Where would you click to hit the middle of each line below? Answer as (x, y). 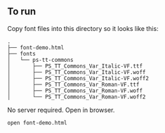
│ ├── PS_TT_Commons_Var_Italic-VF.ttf (75, 66)
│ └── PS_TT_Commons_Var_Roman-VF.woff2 (77, 97)
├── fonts (22, 53)
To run (22, 12)
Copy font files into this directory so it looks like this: (83, 28)
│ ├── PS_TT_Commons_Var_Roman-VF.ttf (73, 84)
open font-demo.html (38, 122)
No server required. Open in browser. (61, 110)
